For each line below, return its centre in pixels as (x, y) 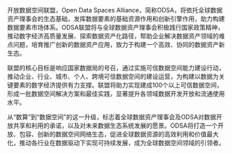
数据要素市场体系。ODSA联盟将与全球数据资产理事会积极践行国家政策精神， (116, 27)
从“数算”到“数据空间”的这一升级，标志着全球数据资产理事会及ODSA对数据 (112, 117)
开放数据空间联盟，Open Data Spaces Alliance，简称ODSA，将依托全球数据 (115, 10)
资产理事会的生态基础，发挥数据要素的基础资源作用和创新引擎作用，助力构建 (116, 19)
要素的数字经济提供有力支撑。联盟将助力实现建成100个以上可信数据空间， (118, 85)
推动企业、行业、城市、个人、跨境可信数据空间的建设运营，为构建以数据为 (113, 76)
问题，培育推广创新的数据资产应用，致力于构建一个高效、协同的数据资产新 (119, 44)
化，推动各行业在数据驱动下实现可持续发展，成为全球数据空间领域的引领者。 (116, 143)
